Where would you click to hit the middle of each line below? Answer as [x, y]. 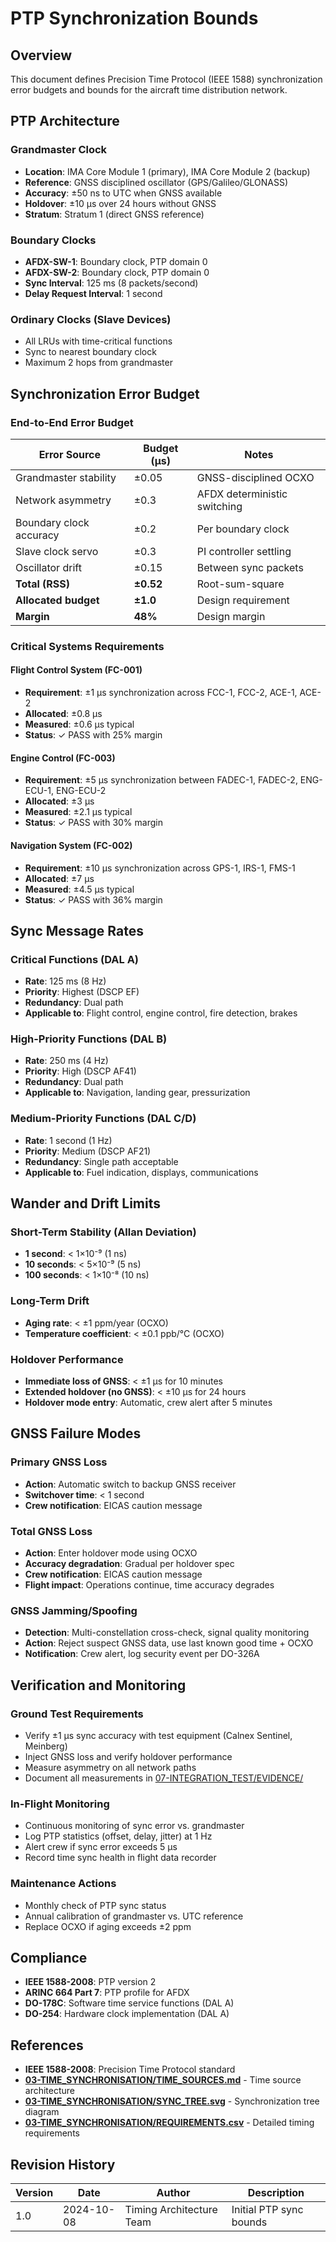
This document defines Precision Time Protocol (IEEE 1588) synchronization [166, 79]
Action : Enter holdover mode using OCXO [111, 1553]
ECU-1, [39, 791]
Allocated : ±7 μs [59, 878]
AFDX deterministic [242, 494]
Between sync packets [250, 567]
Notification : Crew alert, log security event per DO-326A [142, 1654]
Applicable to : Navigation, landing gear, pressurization [137, 1093]
